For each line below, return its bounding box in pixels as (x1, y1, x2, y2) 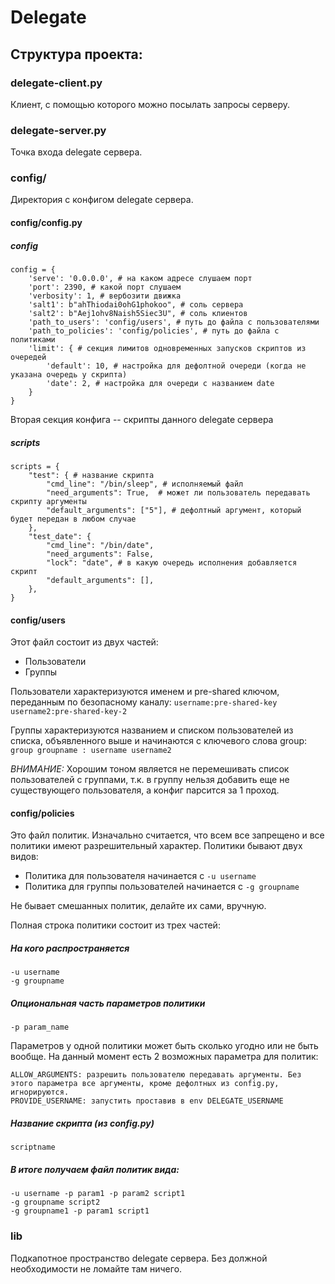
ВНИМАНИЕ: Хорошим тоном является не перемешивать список (10, 763, 290, 775)
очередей (10, 352, 47, 363)
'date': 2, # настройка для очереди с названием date (46, 379, 275, 389)
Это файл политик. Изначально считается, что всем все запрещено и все (10, 829, 325, 841)
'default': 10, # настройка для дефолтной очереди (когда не (46, 361, 307, 371)
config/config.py (10, 217, 83, 229)
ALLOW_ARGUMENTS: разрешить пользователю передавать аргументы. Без (10, 1070, 302, 1080)
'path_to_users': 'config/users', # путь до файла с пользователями (28, 317, 320, 328)
